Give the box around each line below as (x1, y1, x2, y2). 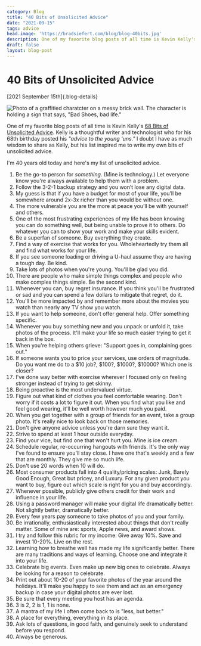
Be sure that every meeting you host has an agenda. (15, 595, 144, 602)
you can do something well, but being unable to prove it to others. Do (15, 221, 185, 228)
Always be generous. (15, 633, 68, 640)
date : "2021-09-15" (7, 20, 55, 26)
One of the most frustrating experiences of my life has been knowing (15, 215, 185, 222)
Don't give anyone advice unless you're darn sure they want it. (15, 424, 169, 431)
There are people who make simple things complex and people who (15, 272, 183, 279)
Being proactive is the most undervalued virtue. (15, 386, 132, 393)
